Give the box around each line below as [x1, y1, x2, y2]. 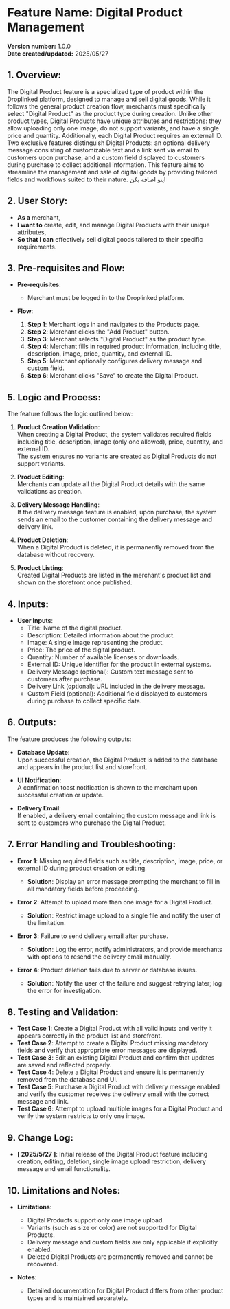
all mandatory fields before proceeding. [27, 885, 139, 893]
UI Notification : [16, 776, 62, 784]
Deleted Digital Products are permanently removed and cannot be [27, 1253, 214, 1261]
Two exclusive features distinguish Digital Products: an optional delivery [7, 139, 211, 147]
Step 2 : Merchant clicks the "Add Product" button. [27, 328, 170, 336]
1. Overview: [7, 69, 62, 81]
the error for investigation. [27, 986, 102, 994]
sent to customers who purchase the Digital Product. [16, 819, 167, 827]
